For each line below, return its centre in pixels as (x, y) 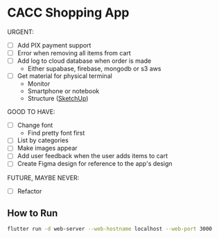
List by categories (43, 140)
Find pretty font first (56, 133)
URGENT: (21, 32)
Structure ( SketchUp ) (58, 99)
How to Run (33, 213)
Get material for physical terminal (64, 76)
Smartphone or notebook (63, 91)
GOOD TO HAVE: (31, 112)
